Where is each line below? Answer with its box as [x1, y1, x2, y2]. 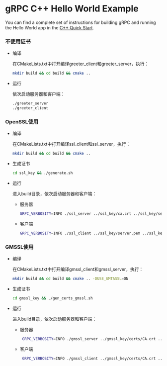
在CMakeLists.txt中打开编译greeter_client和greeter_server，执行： [12, 61, 149, 67]
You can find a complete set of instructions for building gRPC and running [5, 19, 156, 25]
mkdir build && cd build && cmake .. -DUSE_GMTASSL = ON [12, 276, 129, 281]
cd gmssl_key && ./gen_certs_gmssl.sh [12, 295, 93, 301]
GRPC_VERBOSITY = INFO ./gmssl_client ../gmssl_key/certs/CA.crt [22, 356, 156, 361]
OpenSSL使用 [5, 118, 39, 125]
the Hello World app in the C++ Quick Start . [5, 24, 94, 30]
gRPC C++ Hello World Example [5, 3, 139, 14]
